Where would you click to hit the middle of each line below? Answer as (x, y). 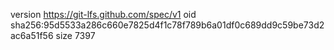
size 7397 (75, 35)
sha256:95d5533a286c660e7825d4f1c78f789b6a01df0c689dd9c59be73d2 (167, 25)
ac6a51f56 (32, 35)
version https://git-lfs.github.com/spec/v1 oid (103, 14)
